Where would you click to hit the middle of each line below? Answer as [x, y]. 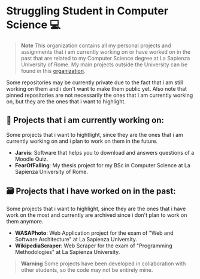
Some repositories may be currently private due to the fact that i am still [95, 82]
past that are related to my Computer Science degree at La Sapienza [105, 58]
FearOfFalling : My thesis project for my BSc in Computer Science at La [102, 165]
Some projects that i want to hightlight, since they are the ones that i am [95, 134]
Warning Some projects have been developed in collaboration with [103, 263]
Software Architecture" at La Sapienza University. [76, 239]
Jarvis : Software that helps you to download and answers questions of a [104, 152]
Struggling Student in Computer [87, 11]
